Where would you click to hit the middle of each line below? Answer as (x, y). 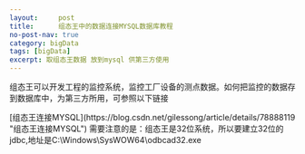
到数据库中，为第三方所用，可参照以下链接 (89, 98)
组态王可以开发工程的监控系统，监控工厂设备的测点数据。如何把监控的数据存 (152, 87)
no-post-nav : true (44, 34)
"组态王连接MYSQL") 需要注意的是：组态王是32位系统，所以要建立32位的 (147, 129)
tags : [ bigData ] (40, 52)
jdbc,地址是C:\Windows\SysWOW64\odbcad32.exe (106, 140)
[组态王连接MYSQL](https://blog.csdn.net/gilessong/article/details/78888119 (152, 117)
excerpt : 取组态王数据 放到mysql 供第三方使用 (89, 60)
